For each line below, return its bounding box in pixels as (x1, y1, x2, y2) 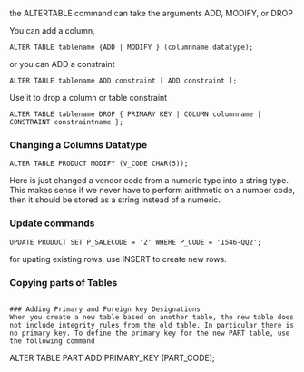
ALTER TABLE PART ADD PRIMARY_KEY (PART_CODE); (9, 352, 215, 363)
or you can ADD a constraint (9, 59, 115, 69)
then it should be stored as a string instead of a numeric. (9, 194, 221, 205)
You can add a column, (9, 25, 95, 35)
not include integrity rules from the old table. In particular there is (9, 320, 295, 329)
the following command (9, 336, 95, 346)
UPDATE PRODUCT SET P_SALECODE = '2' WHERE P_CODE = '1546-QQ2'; (9, 238, 261, 247)
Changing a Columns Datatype (9, 138, 148, 151)
